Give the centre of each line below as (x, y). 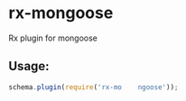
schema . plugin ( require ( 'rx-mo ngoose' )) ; (93, 87)
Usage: (29, 66)
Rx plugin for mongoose (53, 38)
